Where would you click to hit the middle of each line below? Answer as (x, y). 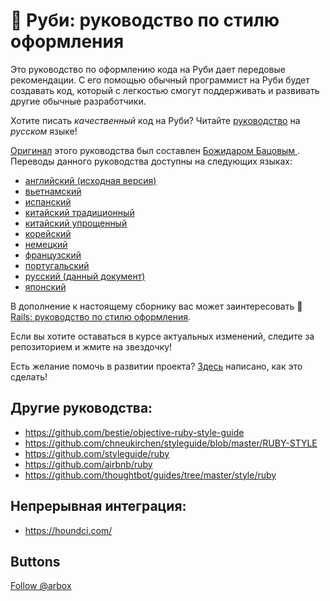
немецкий (46, 244)
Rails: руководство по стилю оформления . (101, 316)
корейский (48, 233)
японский (45, 286)
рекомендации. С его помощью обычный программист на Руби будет (160, 80)
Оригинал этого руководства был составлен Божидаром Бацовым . (155, 150)
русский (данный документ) (85, 276)
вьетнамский (53, 191)
